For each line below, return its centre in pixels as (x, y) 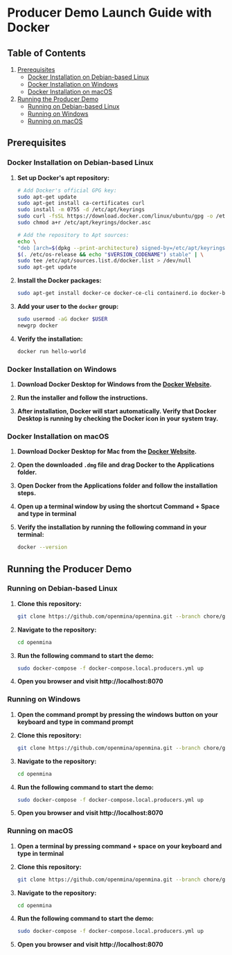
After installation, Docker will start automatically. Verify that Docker (117, 411)
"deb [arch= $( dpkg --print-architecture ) (78, 248)
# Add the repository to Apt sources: (73, 235)
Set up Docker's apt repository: (63, 177)
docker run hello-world (52, 351)
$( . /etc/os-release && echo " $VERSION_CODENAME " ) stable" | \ (110, 254)
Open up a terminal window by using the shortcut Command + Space (118, 506)
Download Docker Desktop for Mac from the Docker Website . (107, 452)
